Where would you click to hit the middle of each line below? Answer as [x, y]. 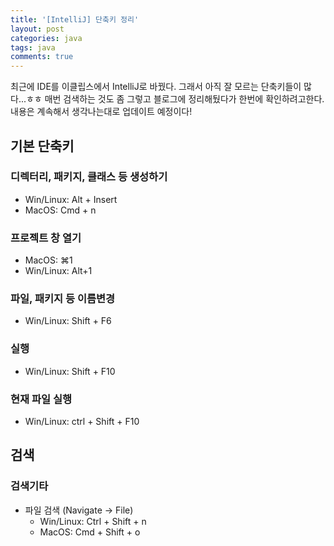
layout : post [37, 29]
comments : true [42, 57]
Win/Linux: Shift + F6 [68, 321]
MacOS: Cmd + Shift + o [90, 532]
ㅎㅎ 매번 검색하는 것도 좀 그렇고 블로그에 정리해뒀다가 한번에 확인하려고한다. [175, 99]
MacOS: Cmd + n [60, 210]
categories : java [46, 38]
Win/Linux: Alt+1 [58, 271]
